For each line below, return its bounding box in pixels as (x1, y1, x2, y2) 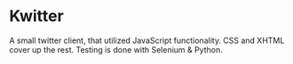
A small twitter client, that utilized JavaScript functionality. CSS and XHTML (9, 35, 285, 46)
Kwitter (9, 6, 64, 26)
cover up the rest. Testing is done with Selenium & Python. (9, 44, 224, 54)
